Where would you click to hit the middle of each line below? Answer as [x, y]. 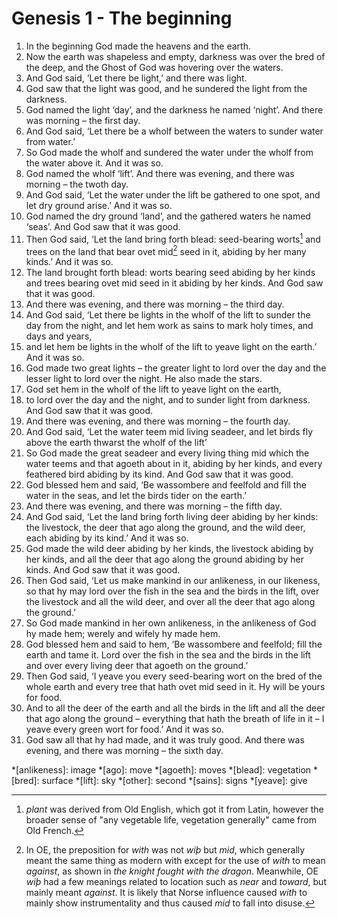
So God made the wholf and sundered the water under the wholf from [169, 152]
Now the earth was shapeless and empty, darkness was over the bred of [175, 56]
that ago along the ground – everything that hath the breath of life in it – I [175, 719]
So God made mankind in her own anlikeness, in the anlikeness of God [171, 623]
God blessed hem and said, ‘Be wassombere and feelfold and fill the [166, 485]
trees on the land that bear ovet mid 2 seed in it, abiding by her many [166, 250]
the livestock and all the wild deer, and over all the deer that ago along [170, 602]
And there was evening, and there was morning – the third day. [155, 304]
